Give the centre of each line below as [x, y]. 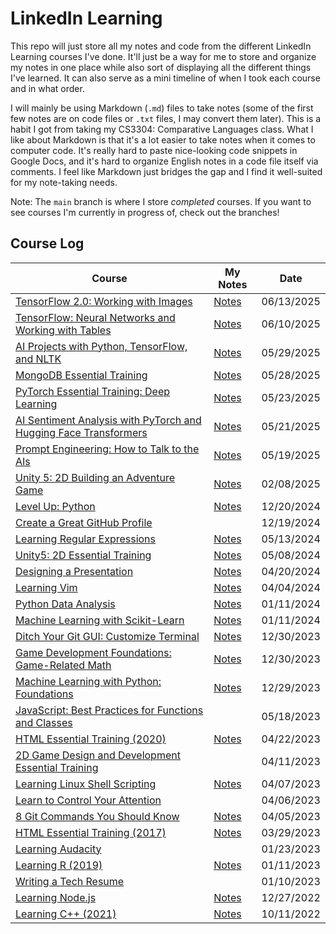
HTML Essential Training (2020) [91, 739]
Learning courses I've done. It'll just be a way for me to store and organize [163, 56]
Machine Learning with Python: [88, 681]
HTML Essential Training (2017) [91, 832]
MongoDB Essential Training [81, 375]
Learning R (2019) [59, 865]
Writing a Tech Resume [70, 881]
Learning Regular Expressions [86, 539]
